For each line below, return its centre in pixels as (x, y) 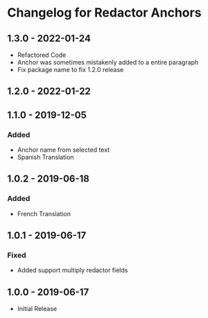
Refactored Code (42, 55)
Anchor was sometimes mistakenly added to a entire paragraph (108, 62)
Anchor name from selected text (63, 150)
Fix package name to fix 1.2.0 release (70, 70)
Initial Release (37, 309)
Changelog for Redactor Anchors (104, 13)
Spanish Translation (45, 157)
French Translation (44, 213)
